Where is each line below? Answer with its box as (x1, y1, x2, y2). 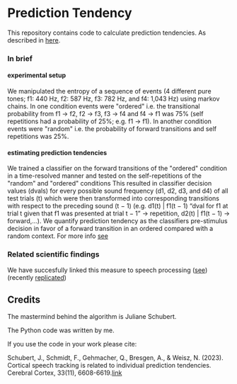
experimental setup (7, 71, 67, 79)
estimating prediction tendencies (7, 148, 108, 157)
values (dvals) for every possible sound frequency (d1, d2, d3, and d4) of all (7, 186, 229, 196)
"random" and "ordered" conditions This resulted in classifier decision (7, 179, 212, 188)
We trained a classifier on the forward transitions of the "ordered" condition (7, 164, 228, 173)
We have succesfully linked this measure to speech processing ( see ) (7, 266, 208, 274)
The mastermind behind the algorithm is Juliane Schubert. (7, 312, 177, 321)
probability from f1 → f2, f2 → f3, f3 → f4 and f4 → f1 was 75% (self (7, 110, 204, 118)
